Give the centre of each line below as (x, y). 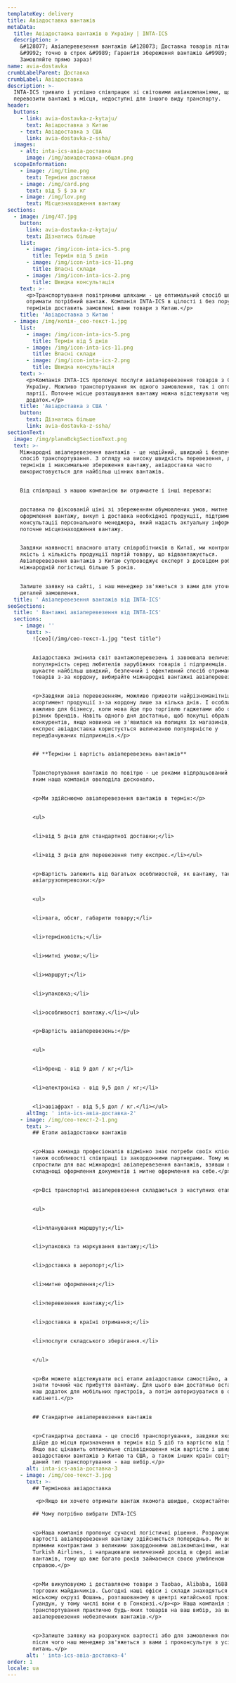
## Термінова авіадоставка (72, 1488)
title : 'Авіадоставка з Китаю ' (67, 315)
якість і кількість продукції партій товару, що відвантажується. (119, 554)
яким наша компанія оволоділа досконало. (94, 780)
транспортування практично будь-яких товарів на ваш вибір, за (127, 1611)
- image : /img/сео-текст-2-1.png (69, 1119)
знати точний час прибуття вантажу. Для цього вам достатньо (124, 1385)
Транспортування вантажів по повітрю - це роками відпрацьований (130, 773)
